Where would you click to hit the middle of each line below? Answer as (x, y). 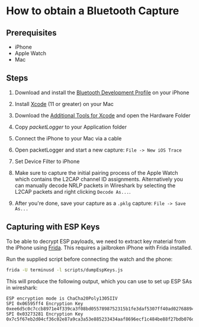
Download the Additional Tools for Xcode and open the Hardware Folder (102, 115)
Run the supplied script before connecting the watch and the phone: (89, 259)
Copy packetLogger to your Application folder (71, 127)
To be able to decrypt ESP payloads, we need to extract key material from (96, 241)
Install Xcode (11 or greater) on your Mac (64, 104)
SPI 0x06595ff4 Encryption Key (45, 303)
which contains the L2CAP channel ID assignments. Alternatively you (99, 179)
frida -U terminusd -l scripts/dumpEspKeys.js (65, 270)
